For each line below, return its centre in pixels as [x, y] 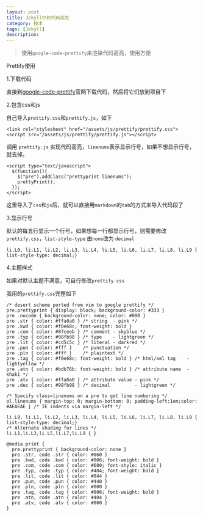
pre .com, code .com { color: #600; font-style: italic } [87, 466]
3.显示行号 [20, 218]
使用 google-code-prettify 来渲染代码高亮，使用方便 [86, 53]
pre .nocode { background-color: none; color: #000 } [76, 316]
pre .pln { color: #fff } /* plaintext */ [65, 353]
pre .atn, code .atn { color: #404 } [60, 498]
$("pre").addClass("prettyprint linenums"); [75, 177]
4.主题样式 [20, 268]
